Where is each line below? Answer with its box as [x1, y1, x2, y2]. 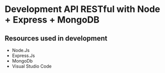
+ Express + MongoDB [5, 14, 100, 25]
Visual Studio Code [12, 63, 52, 69]
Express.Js [12, 52, 35, 58]
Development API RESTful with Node [5, 3, 160, 15]
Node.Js [12, 47, 30, 53]
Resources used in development [5, 34, 108, 42]
